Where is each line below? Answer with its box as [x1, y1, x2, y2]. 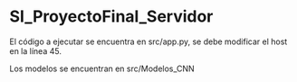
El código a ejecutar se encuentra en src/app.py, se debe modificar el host [9, 36, 288, 47]
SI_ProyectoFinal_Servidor [9, 6, 214, 27]
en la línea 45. [9, 45, 62, 56]
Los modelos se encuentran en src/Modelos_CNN [9, 63, 195, 74]
